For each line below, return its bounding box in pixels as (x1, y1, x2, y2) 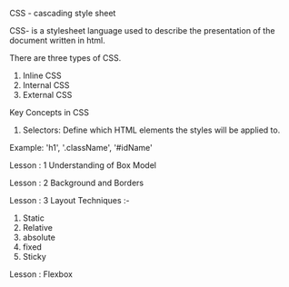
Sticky (22, 252, 47, 262)
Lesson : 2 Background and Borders (9, 177, 144, 188)
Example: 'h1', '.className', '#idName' (9, 143, 153, 153)
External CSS (22, 90, 73, 100)
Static (22, 213, 45, 223)
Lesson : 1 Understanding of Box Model (9, 160, 157, 171)
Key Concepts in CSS (9, 107, 89, 117)
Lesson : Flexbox (9, 269, 73, 280)
